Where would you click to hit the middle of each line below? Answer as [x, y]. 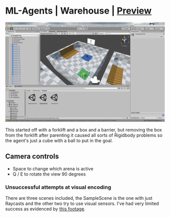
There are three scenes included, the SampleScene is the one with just [79, 198]
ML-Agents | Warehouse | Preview [78, 11]
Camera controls [32, 157]
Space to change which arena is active [53, 168]
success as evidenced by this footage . [46, 209]
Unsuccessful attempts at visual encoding [58, 187]
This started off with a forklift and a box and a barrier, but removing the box [84, 129]
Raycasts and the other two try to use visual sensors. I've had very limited [82, 204]
